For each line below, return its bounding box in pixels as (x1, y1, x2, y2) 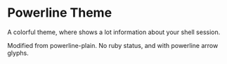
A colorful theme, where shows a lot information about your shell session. (7, 28, 221, 36)
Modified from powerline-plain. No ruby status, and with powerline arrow (7, 41, 219, 49)
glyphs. (7, 49, 30, 57)
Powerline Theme (7, 5, 112, 21)
